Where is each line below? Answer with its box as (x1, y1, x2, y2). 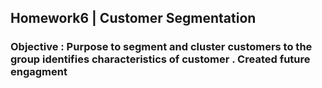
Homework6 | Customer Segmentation (10, 10, 257, 27)
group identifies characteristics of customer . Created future (10, 52, 311, 66)
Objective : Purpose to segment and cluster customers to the (10, 40, 313, 54)
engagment (10, 65, 68, 79)
